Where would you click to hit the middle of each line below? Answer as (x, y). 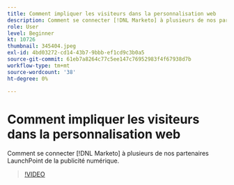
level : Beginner (31, 33)
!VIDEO (34, 175)
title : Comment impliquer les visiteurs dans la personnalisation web (112, 14)
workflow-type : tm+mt (39, 66)
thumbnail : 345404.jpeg (42, 46)
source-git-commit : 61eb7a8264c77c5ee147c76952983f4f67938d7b (99, 59)
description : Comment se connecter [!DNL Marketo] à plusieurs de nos (112, 20)
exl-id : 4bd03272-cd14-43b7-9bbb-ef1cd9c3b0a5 (76, 53)
